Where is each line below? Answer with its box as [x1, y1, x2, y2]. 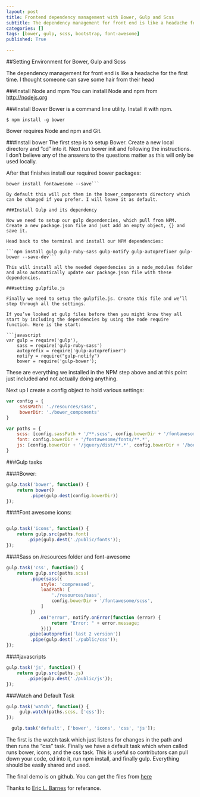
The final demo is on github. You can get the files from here [6, 773, 152, 780]
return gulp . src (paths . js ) [17, 670, 84, 676]
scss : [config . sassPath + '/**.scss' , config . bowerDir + [17, 431, 161, 437]
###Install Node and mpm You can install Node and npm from [6, 88, 158, 94]
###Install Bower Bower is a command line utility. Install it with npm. [6, 106, 173, 112]
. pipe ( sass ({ [30, 576, 62, 582]
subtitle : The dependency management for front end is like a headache [6, 20, 187, 26]
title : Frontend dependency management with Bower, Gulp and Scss [6, 14, 174, 20]
